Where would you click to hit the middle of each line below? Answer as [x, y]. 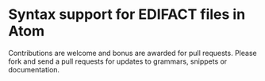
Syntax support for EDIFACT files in [127, 15]
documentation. [34, 69]
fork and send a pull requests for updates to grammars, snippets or [118, 61]
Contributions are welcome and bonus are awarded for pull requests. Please [132, 53]
